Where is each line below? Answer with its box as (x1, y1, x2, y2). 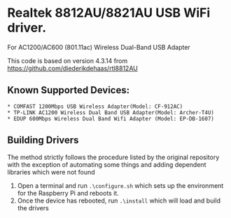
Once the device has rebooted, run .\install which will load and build (17, 196, 221, 205)
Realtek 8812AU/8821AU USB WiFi (7, 5, 211, 21)
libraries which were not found (7, 168, 96, 176)
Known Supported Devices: (7, 84, 130, 96)
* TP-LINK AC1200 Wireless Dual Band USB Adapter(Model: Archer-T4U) (7, 109, 215, 116)
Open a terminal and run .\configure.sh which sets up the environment (17, 181, 224, 190)
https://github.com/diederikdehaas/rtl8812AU (7, 64, 138, 72)
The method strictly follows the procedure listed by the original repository (7, 153, 220, 161)
